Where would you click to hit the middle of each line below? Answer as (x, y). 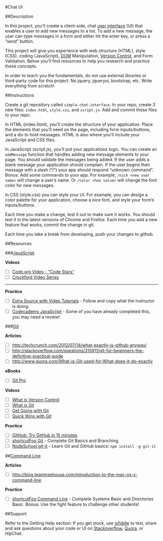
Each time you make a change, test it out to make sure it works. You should (80, 214)
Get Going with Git (30, 410)
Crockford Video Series (35, 277)
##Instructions (20, 95)
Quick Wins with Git (32, 416)
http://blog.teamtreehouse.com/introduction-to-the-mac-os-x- (75, 475)
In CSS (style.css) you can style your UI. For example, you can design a (76, 195)
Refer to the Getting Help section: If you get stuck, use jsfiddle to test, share (81, 523)
